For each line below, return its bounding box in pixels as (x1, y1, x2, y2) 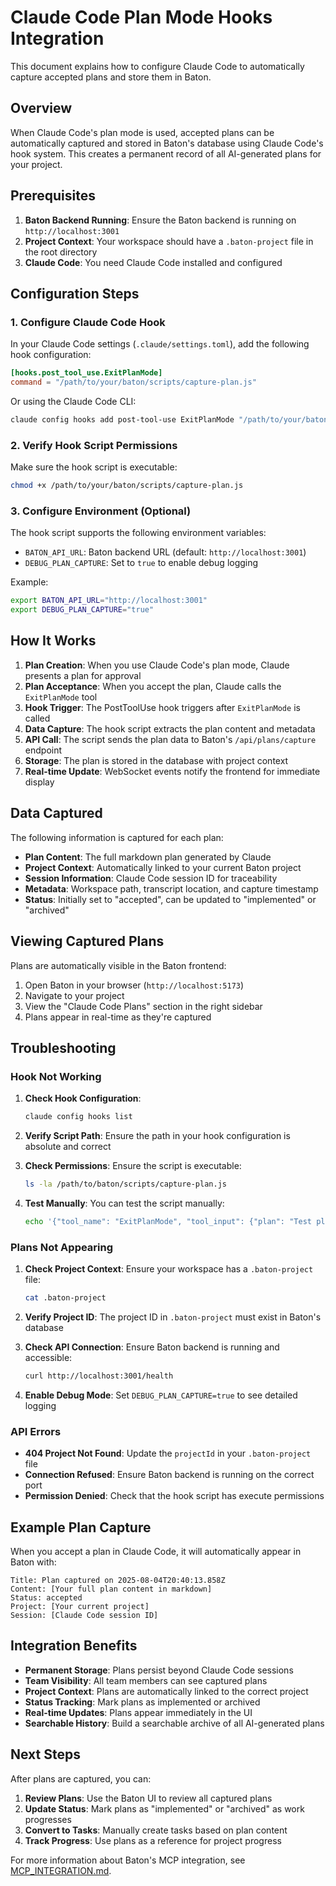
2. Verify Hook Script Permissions (10, 438, 178, 452)
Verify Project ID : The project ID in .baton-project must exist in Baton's (24, 1311, 322, 1323)
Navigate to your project (24, 989, 125, 1001)
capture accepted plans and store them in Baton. (10, 71, 212, 83)
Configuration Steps (10, 285, 140, 302)
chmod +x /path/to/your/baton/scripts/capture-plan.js (10, 481, 244, 491)
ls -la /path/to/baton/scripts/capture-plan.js (24, 1179, 227, 1190)
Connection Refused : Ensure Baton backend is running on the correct (24, 1469, 315, 1481)
